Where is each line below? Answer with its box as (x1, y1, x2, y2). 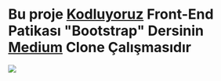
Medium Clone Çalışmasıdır (8, 39, 192, 56)
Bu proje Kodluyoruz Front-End (8, 5, 214, 23)
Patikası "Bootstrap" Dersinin (8, 22, 205, 40)
